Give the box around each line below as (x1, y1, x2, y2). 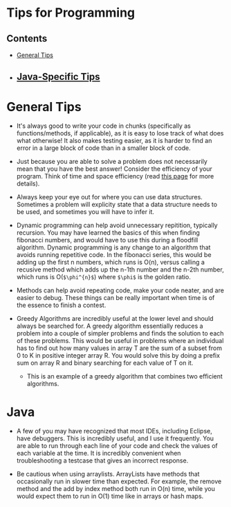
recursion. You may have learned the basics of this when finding (16, 228, 200, 237)
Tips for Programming (6, 5, 136, 21)
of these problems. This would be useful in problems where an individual (16, 337, 224, 345)
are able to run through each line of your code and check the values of (16, 442, 219, 450)
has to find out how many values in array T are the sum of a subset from (16, 344, 223, 352)
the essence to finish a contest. (16, 301, 107, 310)
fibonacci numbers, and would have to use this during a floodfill (16, 236, 198, 244)
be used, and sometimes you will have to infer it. (16, 208, 155, 216)
